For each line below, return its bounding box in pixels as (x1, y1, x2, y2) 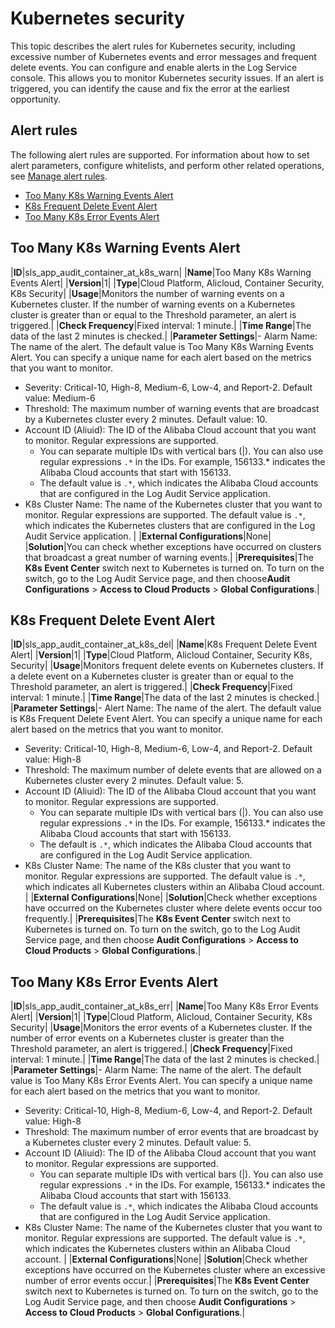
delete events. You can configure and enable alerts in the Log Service (10, 61, 298, 73)
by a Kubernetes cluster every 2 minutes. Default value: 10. (24, 413, 268, 425)
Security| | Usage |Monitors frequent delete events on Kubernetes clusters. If (10, 660, 324, 672)
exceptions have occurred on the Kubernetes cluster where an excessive (24, 1264, 326, 1276)
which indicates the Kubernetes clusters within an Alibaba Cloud (24, 1243, 291, 1255)
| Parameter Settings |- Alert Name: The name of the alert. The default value (10, 702, 322, 714)
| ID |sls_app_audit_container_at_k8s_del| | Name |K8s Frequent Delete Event (10, 638, 318, 651)
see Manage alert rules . (10, 170, 108, 182)
